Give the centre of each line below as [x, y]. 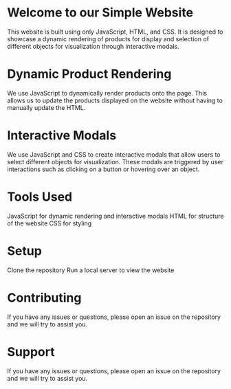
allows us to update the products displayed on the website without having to [115, 100]
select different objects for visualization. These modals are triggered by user [115, 162]
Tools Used [40, 197]
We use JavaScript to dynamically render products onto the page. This [107, 93]
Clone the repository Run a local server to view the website [91, 270]
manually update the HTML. [46, 107]
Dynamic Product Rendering [89, 74]
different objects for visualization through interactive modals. [93, 46]
